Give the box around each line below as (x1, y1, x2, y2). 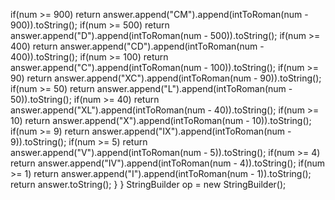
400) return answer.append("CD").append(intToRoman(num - (10, 40, 265, 52)
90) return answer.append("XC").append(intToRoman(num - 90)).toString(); (10, 72, 322, 84)
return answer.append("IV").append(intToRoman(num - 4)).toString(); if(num (10, 157, 326, 169)
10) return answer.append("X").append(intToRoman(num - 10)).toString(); (10, 115, 312, 126)
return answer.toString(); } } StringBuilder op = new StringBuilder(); (10, 179, 287, 190)
